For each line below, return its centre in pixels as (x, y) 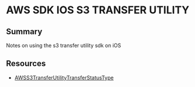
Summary (24, 32)
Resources (26, 64)
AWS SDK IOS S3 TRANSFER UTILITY (98, 10)
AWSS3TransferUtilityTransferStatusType (64, 77)
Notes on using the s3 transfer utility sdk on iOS (64, 45)
